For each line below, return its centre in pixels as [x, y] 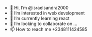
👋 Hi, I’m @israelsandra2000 [39, 8]
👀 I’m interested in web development [47, 13]
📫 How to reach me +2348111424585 [48, 29]
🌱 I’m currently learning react [40, 18]
